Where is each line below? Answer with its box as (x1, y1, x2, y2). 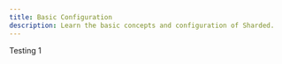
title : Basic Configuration (9, 12, 113, 22)
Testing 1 (9, 45, 42, 55)
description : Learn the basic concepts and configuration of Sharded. (9, 21, 275, 30)
